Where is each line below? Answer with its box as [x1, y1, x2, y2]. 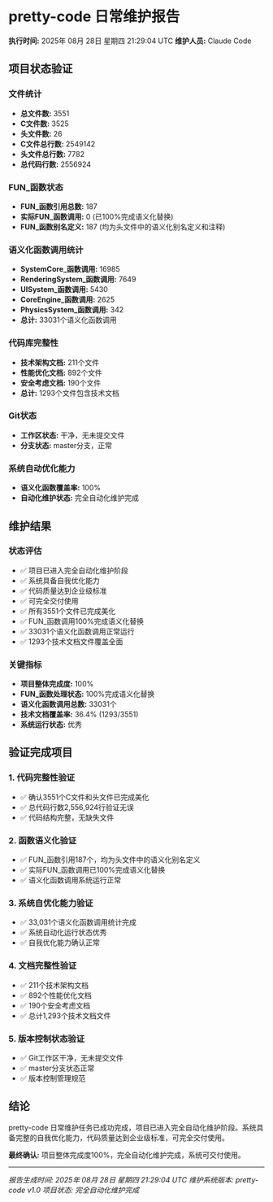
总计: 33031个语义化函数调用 [19, 315, 117, 325]
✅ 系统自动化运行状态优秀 [19, 928, 107, 938]
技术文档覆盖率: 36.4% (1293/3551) [19, 709, 139, 720]
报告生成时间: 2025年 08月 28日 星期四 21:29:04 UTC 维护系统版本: [8, 1174, 234, 1184]
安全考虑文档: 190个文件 [19, 377, 102, 387]
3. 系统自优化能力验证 [8, 898, 93, 908]
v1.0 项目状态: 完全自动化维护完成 [27, 1185, 140, 1195]
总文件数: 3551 [19, 108, 70, 118]
